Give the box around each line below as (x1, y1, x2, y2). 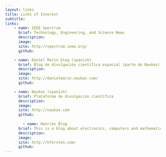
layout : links (5, 7, 35, 12)
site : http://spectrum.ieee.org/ (18, 44, 87, 49)
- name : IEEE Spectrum (14, 26, 61, 31)
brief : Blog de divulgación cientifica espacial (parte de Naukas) (18, 62, 161, 67)
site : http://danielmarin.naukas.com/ (18, 76, 98, 81)
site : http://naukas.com (18, 108, 70, 113)
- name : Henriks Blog (23, 121, 68, 126)
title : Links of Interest (5, 12, 58, 17)
